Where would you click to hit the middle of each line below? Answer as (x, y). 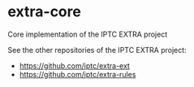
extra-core (45, 12)
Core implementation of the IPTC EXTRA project (88, 34)
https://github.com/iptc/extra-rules (78, 74)
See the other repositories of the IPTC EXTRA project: (97, 50)
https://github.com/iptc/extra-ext (75, 65)
